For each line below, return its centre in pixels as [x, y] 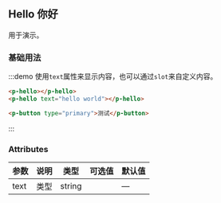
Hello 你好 [33, 14]
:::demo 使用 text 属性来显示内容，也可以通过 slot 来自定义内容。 [113, 76]
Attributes [28, 149]
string [71, 186]
